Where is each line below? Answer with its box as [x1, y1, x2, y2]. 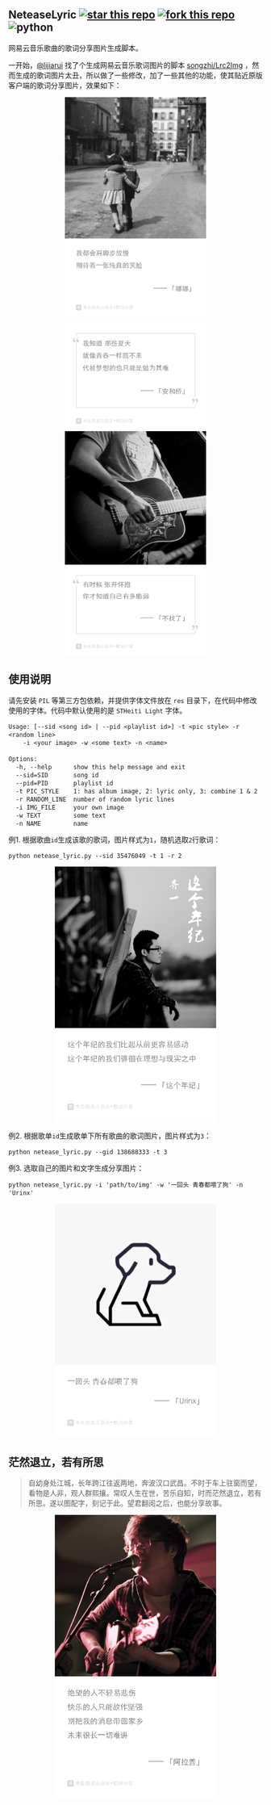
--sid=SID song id [15, 771, 99, 779]
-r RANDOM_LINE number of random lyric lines [15, 795, 175, 803]
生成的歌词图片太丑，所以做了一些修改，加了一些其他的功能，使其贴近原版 [15, 70, 263, 80]
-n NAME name [15, 819, 89, 827]
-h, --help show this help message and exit [15, 763, 186, 771]
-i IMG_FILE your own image [15, 803, 125, 811]
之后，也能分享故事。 [155, 1498, 227, 1508]
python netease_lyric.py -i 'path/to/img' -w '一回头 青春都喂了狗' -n [8, 1180, 244, 1189]
